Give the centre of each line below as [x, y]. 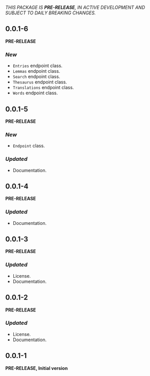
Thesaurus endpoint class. [40, 82]
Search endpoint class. [36, 77]
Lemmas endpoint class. [36, 71]
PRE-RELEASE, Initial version [37, 368]
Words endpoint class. [35, 93]
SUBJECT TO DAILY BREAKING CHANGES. [51, 13]
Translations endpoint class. [43, 88]
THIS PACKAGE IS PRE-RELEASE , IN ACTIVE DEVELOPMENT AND [75, 7]
